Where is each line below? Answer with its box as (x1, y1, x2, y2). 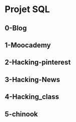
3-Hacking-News (5, 75, 60, 84)
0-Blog (5, 24, 27, 32)
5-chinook (5, 110, 38, 118)
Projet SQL (5, 4, 50, 15)
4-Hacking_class (5, 93, 59, 101)
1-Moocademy (5, 40, 51, 49)
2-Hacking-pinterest (5, 58, 71, 67)
